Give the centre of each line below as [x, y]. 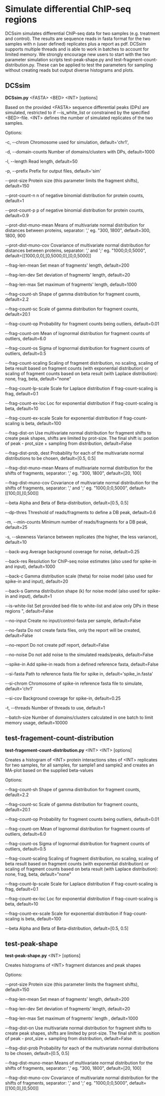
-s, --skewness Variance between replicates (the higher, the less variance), [82, 537]
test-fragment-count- [136, 59]
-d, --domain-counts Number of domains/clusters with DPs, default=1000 [80, 151]
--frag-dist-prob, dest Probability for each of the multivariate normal [74, 453]
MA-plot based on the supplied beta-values [49, 770]
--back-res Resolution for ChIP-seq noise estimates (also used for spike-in [81, 561]
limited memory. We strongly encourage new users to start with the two [78, 54]
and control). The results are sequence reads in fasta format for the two [78, 39]
